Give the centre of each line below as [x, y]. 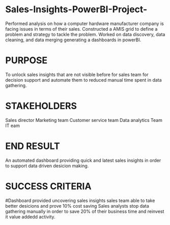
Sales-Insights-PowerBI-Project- [76, 9]
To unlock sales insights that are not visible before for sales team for [77, 74]
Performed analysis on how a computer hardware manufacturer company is [84, 23]
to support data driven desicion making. [47, 166]
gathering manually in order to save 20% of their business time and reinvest [85, 211]
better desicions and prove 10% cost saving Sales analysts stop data [77, 206]
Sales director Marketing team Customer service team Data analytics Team [84, 120]
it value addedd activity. [30, 217]
